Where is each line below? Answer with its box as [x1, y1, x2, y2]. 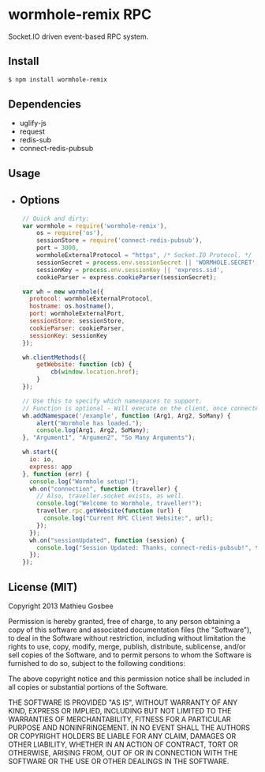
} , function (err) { [22, 470, 90, 478]
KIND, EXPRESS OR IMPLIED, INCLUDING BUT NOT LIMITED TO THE [8, 706, 232, 715]
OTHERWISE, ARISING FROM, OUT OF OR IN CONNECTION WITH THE [8, 747, 238, 757]
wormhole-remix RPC [8, 6, 152, 24]
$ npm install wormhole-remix [8, 75, 108, 84]
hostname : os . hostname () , [28, 302, 114, 310]
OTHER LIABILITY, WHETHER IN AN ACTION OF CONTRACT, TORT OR [8, 740, 238, 749]
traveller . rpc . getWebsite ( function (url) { [36, 507, 181, 515]
